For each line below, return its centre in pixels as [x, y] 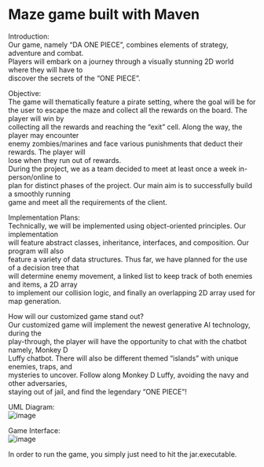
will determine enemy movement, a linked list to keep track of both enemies [130, 276]
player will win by [36, 118]
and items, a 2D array [43, 284]
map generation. [35, 301]
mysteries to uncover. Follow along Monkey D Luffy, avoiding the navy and [128, 375]
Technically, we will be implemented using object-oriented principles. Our [127, 225]
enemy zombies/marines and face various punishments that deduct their [126, 143]
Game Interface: [34, 430]
